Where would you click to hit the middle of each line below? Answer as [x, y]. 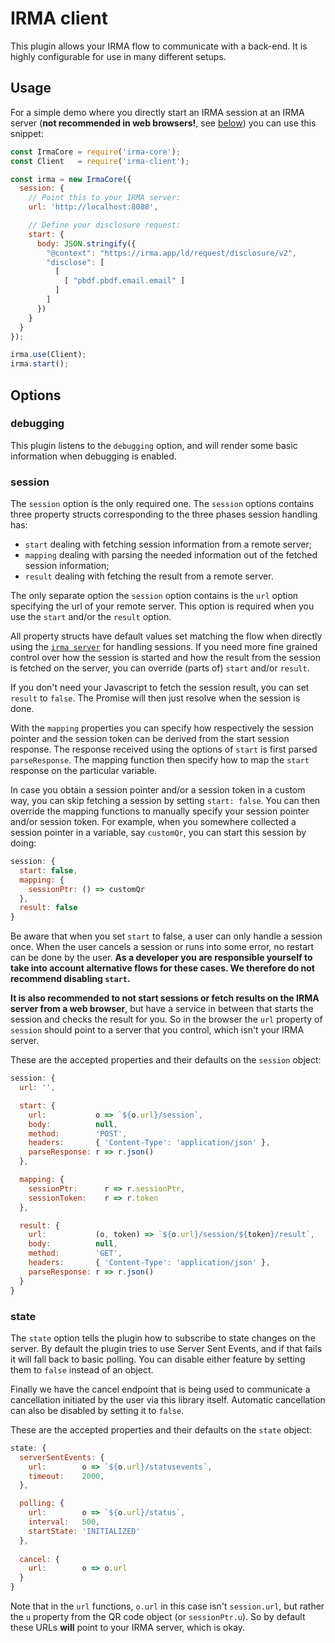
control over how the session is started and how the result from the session [165, 658]
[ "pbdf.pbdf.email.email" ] [124, 281]
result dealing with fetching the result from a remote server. [149, 576]
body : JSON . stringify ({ [86, 243]
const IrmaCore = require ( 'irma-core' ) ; [96, 152]
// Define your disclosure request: [105, 225]
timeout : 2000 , [66, 1476]
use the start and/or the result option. [91, 617]
